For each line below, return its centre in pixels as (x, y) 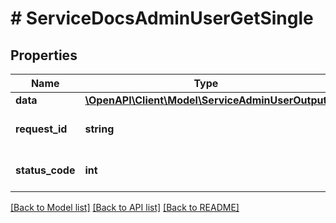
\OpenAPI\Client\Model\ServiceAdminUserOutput (206, 100)
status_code (45, 170)
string (99, 129)
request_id (41, 129)
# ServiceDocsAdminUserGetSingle (162, 18)
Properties (44, 55)
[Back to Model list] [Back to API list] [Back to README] (125, 207)
